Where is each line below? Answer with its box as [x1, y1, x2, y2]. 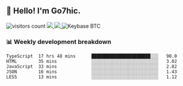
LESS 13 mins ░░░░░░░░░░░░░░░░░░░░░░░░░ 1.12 [6, 74, 178, 80]
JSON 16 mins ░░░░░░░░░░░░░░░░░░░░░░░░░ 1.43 [6, 69, 178, 75]
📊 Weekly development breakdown [6, 37, 111, 46]
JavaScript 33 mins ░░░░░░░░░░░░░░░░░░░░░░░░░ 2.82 [6, 63, 178, 70]
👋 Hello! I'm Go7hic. [6, 6, 81, 16]
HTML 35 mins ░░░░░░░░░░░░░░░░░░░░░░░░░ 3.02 [6, 59, 178, 65]
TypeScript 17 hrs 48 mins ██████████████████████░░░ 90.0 [6, 53, 178, 59]
